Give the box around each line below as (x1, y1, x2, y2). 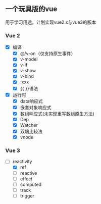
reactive (20, 170, 37, 176)
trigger (20, 192, 34, 198)
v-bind (20, 73, 34, 79)
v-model (20, 56, 38, 62)
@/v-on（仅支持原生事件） (20, 50, 76, 57)
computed (20, 181, 42, 187)
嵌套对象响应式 (20, 104, 52, 110)
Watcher (20, 122, 38, 128)
